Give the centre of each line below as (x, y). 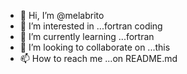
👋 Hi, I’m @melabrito (62, 15)
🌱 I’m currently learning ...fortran (87, 36)
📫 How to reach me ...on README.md (98, 58)
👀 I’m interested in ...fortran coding (91, 26)
